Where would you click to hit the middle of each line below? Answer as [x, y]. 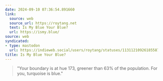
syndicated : [17, 41]
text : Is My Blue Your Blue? [39, 28]
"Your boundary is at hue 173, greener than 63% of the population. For [87, 68]
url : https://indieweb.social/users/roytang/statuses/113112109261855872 [85, 50]
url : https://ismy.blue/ [34, 32]
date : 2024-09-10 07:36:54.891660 [40, 9]
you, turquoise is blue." [40, 74]
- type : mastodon [23, 46]
